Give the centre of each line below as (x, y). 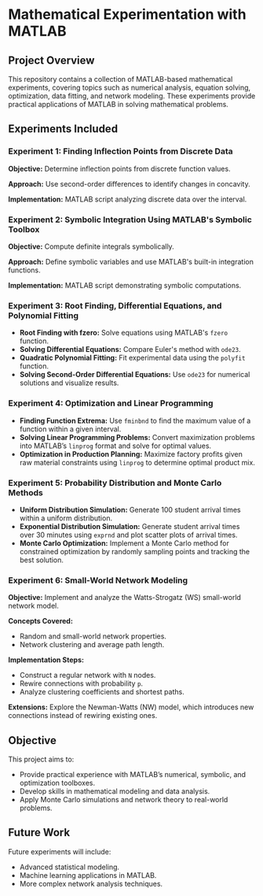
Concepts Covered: (40, 621)
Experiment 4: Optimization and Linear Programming (111, 403)
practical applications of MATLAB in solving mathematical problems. (119, 104)
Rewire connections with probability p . (81, 683)
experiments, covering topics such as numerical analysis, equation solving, (130, 87)
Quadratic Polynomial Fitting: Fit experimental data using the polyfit (132, 358)
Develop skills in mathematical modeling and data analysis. (115, 791)
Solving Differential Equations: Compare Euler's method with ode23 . (130, 350)
